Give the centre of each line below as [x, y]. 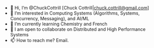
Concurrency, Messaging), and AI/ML [50, 18]
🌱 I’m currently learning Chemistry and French [59, 24]
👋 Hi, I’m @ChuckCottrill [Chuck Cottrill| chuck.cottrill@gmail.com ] [80, 8]
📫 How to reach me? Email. [39, 40]
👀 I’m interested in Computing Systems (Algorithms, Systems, [75, 13]
